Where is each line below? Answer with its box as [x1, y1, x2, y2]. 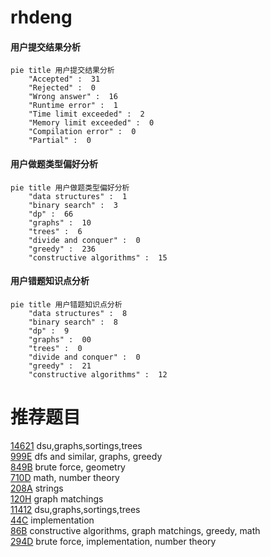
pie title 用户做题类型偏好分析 [10, 182, 130, 193]
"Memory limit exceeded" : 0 [28, 118, 155, 128]
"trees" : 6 [28, 226, 83, 236]
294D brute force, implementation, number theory [10, 535, 217, 547]
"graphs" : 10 [28, 217, 92, 228]
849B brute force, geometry [10, 461, 126, 473]
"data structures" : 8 [28, 308, 128, 318]
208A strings [10, 482, 64, 494]
